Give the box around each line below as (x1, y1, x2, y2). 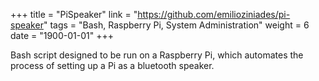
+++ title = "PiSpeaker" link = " (10, 9, 138, 20)
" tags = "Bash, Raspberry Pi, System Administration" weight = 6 (43, 19, 310, 31)
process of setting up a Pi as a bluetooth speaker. (10, 60, 215, 71)
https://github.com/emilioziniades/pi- (137, 9, 291, 20)
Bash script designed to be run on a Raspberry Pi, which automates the (10, 49, 304, 61)
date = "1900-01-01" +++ (10, 30, 114, 41)
